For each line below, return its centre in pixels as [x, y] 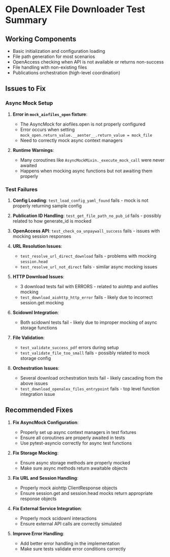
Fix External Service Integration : [47, 508]
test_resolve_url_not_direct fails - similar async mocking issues [89, 267]
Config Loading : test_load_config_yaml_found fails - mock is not [80, 200]
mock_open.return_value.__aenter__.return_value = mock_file [86, 135]
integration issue [38, 394]
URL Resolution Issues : [37, 246]
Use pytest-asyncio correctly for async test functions [76, 443]
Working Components [41, 39]
